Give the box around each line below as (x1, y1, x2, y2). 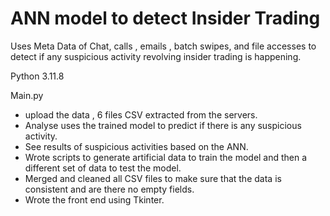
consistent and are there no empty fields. (24, 183, 195, 195)
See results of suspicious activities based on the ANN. (24, 140, 249, 152)
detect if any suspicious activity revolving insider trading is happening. (10, 50, 302, 62)
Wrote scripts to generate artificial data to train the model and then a (24, 151, 308, 163)
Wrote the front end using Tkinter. (24, 193, 165, 206)
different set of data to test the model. (24, 162, 182, 174)
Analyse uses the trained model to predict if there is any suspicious (24, 119, 302, 131)
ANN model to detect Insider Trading (10, 7, 321, 30)
